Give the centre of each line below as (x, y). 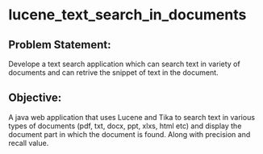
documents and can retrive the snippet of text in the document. (114, 73)
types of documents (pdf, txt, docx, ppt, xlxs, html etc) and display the (125, 126)
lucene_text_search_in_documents (127, 15)
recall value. (29, 143)
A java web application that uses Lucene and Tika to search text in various (132, 117)
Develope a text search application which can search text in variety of (124, 64)
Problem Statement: (60, 45)
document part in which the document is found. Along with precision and (129, 134)
